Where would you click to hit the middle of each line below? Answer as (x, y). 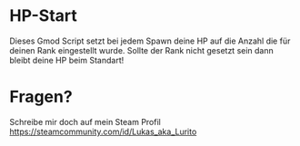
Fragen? (41, 97)
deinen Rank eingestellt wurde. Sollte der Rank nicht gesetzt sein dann (142, 50)
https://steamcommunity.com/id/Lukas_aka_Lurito (103, 131)
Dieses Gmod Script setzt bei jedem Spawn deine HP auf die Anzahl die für (150, 41)
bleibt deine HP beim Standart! (67, 60)
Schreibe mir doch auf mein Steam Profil (85, 122)
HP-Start (43, 16)
